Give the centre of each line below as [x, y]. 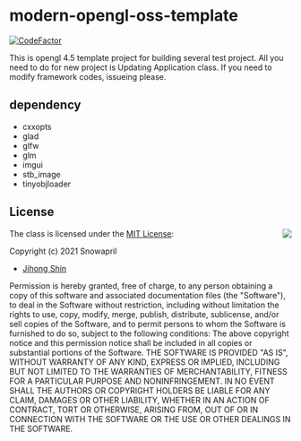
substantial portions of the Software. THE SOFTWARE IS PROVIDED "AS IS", [149, 352]
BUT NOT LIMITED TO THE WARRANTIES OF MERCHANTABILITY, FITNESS [149, 371]
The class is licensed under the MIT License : [92, 233]
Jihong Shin [44, 268]
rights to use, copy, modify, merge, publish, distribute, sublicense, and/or [144, 314]
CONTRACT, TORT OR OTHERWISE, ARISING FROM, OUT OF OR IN [134, 410]
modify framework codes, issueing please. [88, 76]
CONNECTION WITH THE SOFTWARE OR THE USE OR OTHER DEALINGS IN [150, 419]
